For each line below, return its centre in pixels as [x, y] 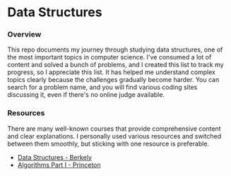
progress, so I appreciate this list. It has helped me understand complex [111, 72]
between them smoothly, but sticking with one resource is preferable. [108, 143]
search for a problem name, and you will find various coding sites [102, 87]
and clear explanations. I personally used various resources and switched [114, 136]
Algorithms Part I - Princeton [59, 165]
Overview [24, 35]
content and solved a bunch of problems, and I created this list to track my [115, 65]
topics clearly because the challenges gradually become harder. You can [113, 80]
